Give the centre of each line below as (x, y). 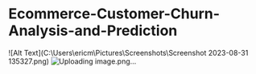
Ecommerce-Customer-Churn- (114, 14)
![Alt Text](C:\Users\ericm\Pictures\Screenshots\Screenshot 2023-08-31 (128, 53)
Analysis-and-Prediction (93, 31)
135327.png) (29, 61)
